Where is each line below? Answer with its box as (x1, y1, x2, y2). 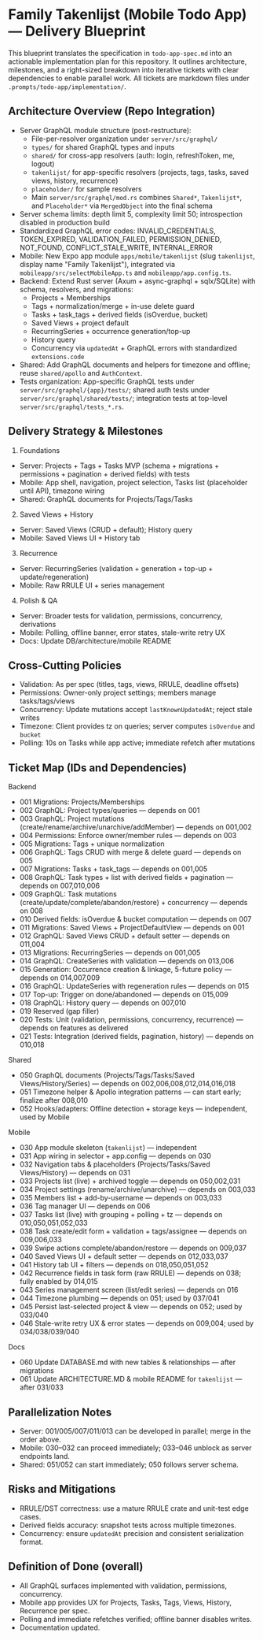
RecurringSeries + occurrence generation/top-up (31, 326, 191, 336)
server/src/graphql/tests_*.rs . (19, 402, 124, 411)
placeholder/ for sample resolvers (31, 184, 143, 194)
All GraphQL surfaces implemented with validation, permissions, (19, 1581, 228, 1590)
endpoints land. (19, 1452, 71, 1460)
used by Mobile (19, 1112, 70, 1122)
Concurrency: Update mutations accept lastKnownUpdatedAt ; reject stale (19, 705, 253, 714)
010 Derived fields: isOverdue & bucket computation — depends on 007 (19, 915, 252, 924)
